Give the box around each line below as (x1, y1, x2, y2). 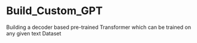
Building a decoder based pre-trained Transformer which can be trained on (6, 24, 191, 31)
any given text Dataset (6, 29, 61, 37)
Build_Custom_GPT (6, 4, 103, 18)
